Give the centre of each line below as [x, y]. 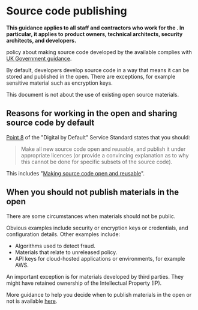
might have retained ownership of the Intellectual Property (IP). [84, 283]
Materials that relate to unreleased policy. [66, 252]
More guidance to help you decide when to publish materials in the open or [99, 294]
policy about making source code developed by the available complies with [99, 52]
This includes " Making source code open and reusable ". [76, 173]
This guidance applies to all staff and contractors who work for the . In [95, 28]
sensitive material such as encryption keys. [59, 83]
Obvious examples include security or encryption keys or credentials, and [97, 228]
